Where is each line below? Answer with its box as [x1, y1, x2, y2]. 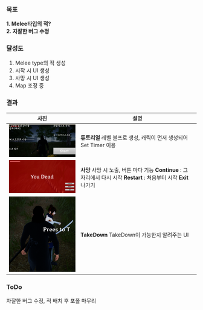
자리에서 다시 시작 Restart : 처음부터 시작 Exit [80, 174, 189, 181]
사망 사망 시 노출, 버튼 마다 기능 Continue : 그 [80, 166, 188, 173]
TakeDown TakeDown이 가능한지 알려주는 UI [80, 231, 189, 238]
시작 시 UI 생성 [14, 66, 50, 74]
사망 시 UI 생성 [14, 74, 50, 81]
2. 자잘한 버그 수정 [6, 28, 50, 35]
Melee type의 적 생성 [14, 59, 66, 66]
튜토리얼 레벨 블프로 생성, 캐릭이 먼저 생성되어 [80, 134, 188, 141]
